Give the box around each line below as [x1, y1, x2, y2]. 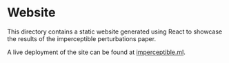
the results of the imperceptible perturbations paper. [7, 34, 157, 42]
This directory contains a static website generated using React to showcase [7, 27, 223, 36]
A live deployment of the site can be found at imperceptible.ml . [7, 48, 186, 56]
